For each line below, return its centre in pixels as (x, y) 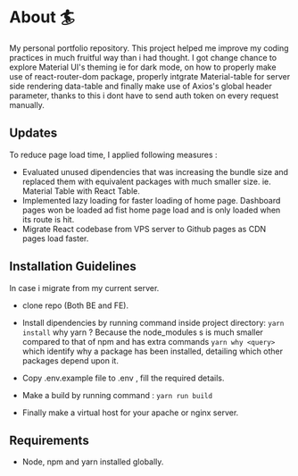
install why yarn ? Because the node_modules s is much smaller (142, 332)
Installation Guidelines (73, 267)
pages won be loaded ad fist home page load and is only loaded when (151, 210)
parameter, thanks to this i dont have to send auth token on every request (144, 96)
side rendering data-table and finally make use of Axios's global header (141, 86)
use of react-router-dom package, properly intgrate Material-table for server (150, 76)
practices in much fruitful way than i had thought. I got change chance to (143, 57)
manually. (27, 104)
